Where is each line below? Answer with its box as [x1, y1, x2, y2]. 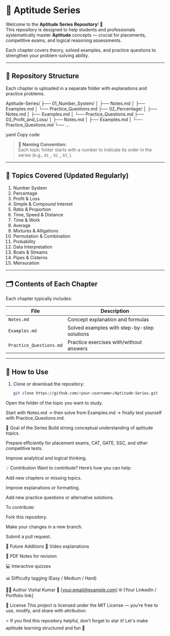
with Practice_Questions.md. [6, 415, 65, 421]
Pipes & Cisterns [13, 254, 47, 260]
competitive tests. [6, 445, 43, 451]
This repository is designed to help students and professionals [6, 26, 136, 32]
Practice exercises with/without [67, 339, 142, 346]
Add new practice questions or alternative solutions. [6, 494, 114, 501]
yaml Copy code [6, 131, 40, 138]
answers [67, 345, 88, 352]
